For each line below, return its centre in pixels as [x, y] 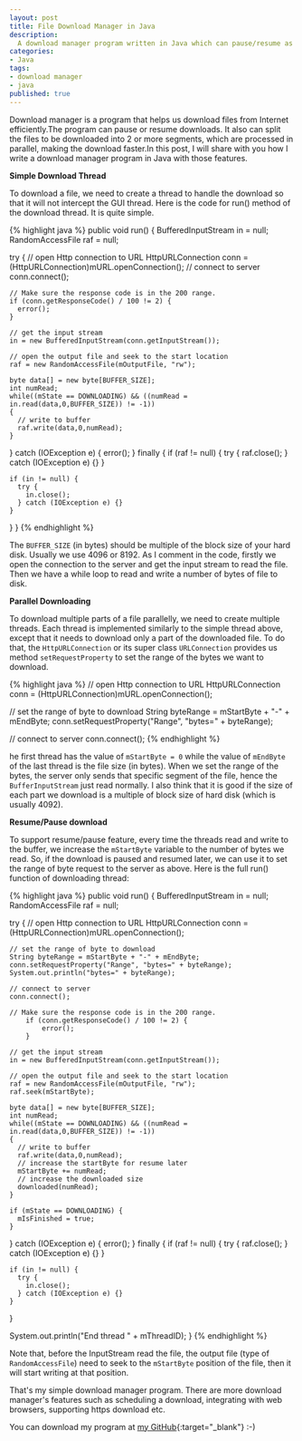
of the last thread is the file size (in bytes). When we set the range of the [144, 766]
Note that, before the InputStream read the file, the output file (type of [139, 1353]
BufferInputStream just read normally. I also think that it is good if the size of [151, 785]
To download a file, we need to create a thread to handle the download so [146, 193]
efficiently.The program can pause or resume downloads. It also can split [145, 129]
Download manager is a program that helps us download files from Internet [149, 120]
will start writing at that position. [69, 1372]
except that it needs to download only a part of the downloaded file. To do [147, 638]
